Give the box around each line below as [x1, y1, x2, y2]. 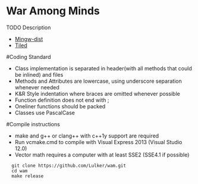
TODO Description [6, 24, 51, 31]
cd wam [11, 168, 28, 174]
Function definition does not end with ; [14, 96, 109, 104]
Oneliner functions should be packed [14, 102, 106, 110]
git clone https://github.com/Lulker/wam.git [11, 163, 127, 169]
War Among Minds [6, 4, 100, 18]
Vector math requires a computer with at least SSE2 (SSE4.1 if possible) [14, 151, 190, 158]
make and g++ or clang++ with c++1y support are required [14, 132, 159, 139]
